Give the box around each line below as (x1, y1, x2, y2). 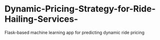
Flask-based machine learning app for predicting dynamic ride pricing (4, 29, 144, 35)
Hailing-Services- (4, 13, 78, 25)
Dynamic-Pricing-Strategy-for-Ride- (4, 3, 156, 14)
